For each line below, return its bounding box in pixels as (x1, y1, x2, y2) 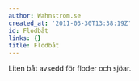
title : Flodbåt (8, 42, 60, 50)
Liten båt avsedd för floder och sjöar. (8, 63, 132, 73)
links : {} (8, 34, 42, 43)
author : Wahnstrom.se (8, 11, 82, 20)
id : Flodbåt (8, 26, 48, 34)
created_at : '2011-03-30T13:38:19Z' (8, 19, 132, 27)
